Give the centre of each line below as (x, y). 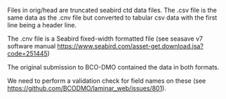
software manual (32, 46)
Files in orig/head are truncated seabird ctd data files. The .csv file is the (112, 10)
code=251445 (27, 53)
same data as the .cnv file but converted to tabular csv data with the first (112, 18)
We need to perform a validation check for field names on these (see (107, 81)
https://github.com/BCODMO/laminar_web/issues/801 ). (87, 88)
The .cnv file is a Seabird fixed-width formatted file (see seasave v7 (105, 39)
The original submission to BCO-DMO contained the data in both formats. (113, 67)
